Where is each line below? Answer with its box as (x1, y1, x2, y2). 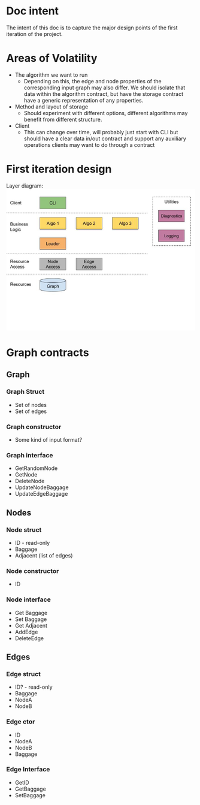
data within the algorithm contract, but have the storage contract (23, 90, 184, 97)
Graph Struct (6, 388, 45, 396)
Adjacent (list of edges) (14, 551, 73, 559)
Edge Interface (6, 765, 50, 774)
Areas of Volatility (6, 52, 98, 65)
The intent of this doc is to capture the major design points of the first (6, 24, 178, 31)
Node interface (6, 595, 51, 604)
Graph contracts (6, 346, 89, 359)
